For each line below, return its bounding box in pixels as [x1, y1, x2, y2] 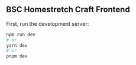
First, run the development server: [6, 20, 89, 27]
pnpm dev [6, 53, 28, 59]
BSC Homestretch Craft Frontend [6, 5, 130, 15]
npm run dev [6, 32, 35, 37]
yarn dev [6, 42, 28, 49]
